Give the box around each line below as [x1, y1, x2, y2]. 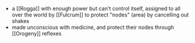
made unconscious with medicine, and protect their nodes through [11, 24, 174, 31]
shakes [11, 18, 30, 24]
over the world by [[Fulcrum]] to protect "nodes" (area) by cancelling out [11, 11, 189, 18]
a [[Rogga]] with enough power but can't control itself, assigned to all [11, 5, 181, 12]
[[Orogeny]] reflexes [11, 30, 62, 37]
